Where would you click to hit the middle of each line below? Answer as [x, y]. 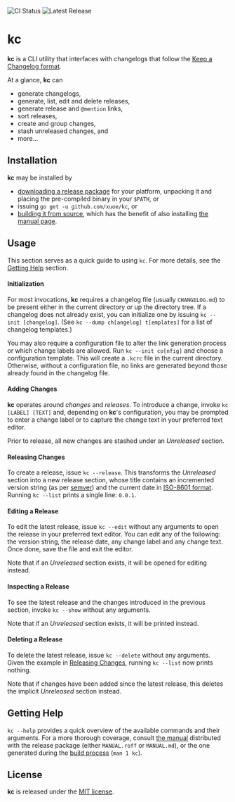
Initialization [26, 284]
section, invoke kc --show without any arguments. [79, 610]
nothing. [19, 670]
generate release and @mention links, [70, 108]
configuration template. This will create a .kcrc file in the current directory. [115, 358]
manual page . [37, 221]
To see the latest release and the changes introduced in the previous [106, 602]
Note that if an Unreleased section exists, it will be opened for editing [107, 563]
